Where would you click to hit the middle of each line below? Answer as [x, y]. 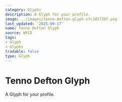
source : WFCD [19, 33]
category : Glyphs [23, 10]
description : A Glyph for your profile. [48, 14]
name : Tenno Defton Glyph [32, 28]
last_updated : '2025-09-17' [34, 24]
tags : [11, 38]
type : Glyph [17, 56]
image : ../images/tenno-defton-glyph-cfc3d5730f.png [61, 19]
